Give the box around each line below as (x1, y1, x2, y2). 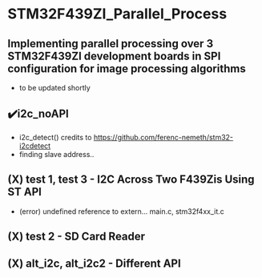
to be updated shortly (18, 83, 91, 92)
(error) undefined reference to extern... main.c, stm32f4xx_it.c (18, 206, 225, 216)
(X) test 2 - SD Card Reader (7, 230, 146, 244)
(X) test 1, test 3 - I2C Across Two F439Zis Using (7, 173, 255, 187)
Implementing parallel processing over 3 (7, 37, 214, 50)
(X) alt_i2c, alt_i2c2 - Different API (7, 257, 181, 271)
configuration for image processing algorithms (7, 62, 246, 75)
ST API (7, 185, 42, 199)
